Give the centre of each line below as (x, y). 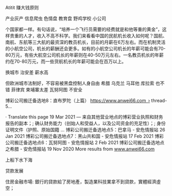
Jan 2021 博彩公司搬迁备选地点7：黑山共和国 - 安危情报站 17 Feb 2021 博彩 (85, 136)
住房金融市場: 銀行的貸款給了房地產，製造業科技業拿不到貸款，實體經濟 (81, 182)
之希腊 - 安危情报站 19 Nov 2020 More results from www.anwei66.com (80, 149)
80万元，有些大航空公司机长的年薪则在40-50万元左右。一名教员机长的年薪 (84, 55)
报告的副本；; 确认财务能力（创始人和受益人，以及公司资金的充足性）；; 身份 (85, 123)
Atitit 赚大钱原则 (22, 7)
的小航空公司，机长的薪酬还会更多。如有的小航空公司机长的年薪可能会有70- (85, 48)
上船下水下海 (19, 160)
